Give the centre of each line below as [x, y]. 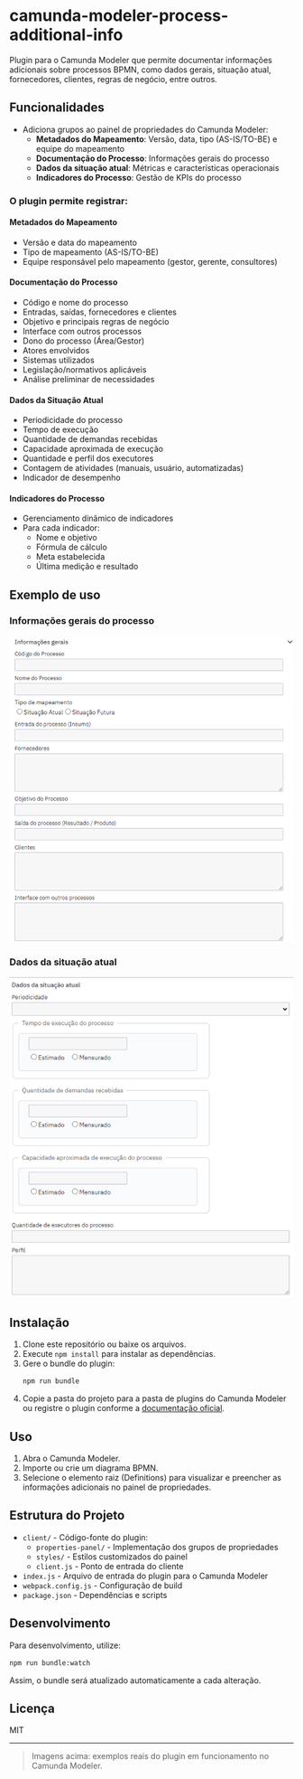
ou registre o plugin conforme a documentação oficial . [124, 1408]
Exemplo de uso [55, 594]
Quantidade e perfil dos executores [88, 458]
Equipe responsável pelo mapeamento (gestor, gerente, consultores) [150, 261]
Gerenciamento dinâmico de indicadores [98, 518]
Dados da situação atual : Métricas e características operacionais [157, 167]
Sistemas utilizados [58, 360]
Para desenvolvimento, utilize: [65, 1645]
